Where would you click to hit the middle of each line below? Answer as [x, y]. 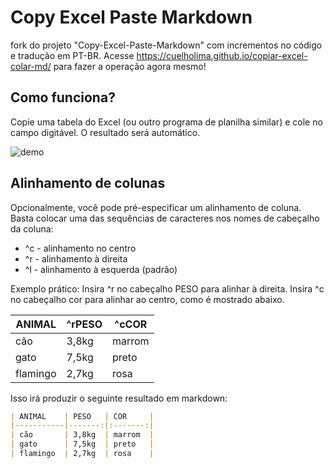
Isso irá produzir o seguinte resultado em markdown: [119, 398]
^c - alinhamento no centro [80, 248]
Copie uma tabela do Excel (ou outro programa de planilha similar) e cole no [166, 122]
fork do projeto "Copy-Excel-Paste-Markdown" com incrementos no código [166, 45]
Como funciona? [63, 97]
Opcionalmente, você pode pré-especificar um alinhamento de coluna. [156, 207]
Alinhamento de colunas [88, 183]
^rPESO [84, 324]
